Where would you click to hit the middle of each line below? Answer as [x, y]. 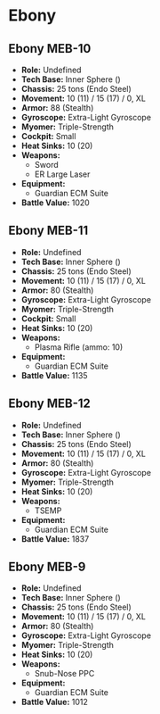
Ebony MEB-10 [50, 49]
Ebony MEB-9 [47, 567]
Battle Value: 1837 [55, 539]
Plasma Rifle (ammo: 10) [79, 347]
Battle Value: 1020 [55, 203]
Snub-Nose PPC [64, 674]
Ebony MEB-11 [48, 231]
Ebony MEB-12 [49, 404]
